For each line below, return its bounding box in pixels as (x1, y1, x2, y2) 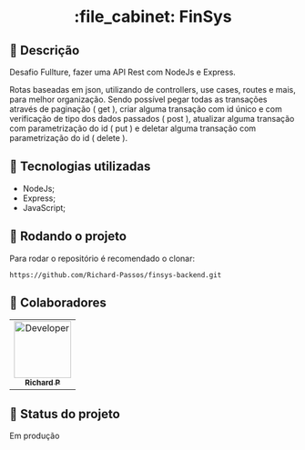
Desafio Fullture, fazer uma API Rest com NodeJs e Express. (9, 66, 237, 77)
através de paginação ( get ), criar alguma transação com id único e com (9, 104, 282, 115)
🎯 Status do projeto (9, 406, 120, 422)
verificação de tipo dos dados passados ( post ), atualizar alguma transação (9, 114, 295, 124)
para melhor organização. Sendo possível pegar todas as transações (9, 94, 268, 105)
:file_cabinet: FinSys (74, 6, 232, 27)
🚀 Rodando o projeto (9, 229, 127, 245)
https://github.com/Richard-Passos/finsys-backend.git (9, 270, 222, 279)
